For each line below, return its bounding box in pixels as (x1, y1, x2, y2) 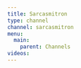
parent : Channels (20, 43, 71, 50)
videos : (7, 50, 30, 57)
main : (13, 37, 30, 44)
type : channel (7, 17, 49, 24)
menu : (7, 30, 23, 38)
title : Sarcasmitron (7, 10, 68, 18)
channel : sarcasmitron (7, 23, 74, 30)
